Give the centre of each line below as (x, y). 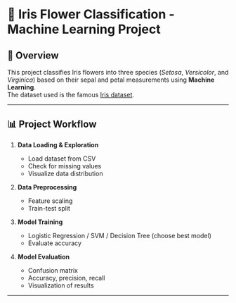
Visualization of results (61, 285)
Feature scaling (50, 201)
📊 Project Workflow (52, 124)
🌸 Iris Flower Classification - (91, 14)
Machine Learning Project (84, 29)
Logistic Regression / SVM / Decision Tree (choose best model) (120, 235)
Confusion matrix (53, 270)
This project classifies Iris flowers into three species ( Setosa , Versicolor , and (118, 72)
